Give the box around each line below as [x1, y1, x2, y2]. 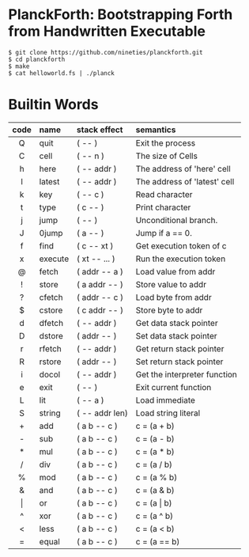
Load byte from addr [135, 291, 212, 302]
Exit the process [135, 137, 196, 148]
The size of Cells [135, 150, 198, 161]
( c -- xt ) [76, 240, 114, 251]
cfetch [39, 291, 63, 302]
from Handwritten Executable [8, 22, 206, 40]
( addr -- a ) [76, 266, 124, 277]
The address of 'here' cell [135, 163, 231, 174]
